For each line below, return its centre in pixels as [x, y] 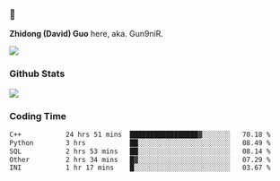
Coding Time [38, 116]
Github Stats [37, 73]
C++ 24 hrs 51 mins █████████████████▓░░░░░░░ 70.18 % [140, 134]
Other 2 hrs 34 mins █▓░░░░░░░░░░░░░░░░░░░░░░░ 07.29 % [140, 159]
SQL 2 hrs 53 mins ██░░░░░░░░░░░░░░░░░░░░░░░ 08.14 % [140, 151]
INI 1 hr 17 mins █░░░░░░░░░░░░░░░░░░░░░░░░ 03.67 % [140, 168]
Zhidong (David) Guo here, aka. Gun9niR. [87, 34]
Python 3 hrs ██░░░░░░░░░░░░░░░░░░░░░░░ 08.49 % [140, 142]
